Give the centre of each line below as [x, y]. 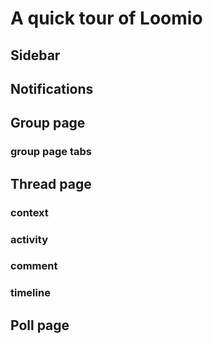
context [29, 212]
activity [29, 239]
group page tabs [51, 152]
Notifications [52, 88]
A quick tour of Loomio [106, 18]
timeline [30, 293]
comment [34, 266]
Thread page [51, 183]
